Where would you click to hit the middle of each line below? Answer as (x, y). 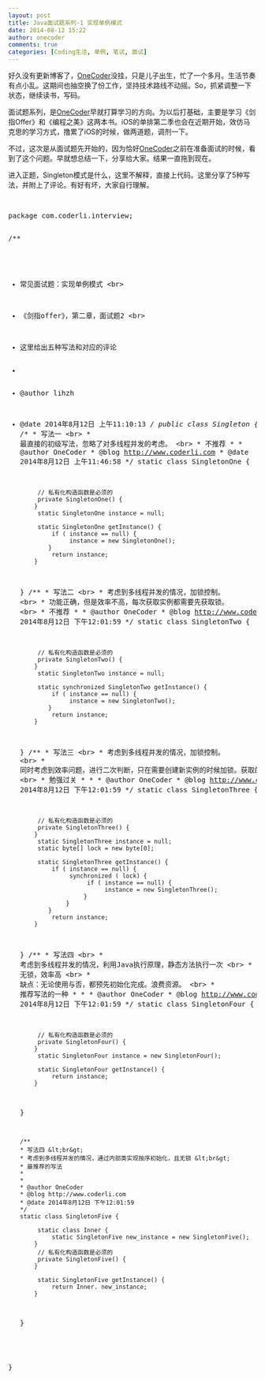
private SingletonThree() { (84, 828)
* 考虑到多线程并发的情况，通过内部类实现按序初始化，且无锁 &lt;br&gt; (125, 1158)
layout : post (30, 15)
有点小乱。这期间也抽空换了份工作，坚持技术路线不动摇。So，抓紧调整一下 (130, 85)
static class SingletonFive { (69, 1217)
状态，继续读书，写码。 (46, 95)
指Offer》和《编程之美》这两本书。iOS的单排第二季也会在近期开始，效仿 (126, 122)
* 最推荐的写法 (41, 1167)
